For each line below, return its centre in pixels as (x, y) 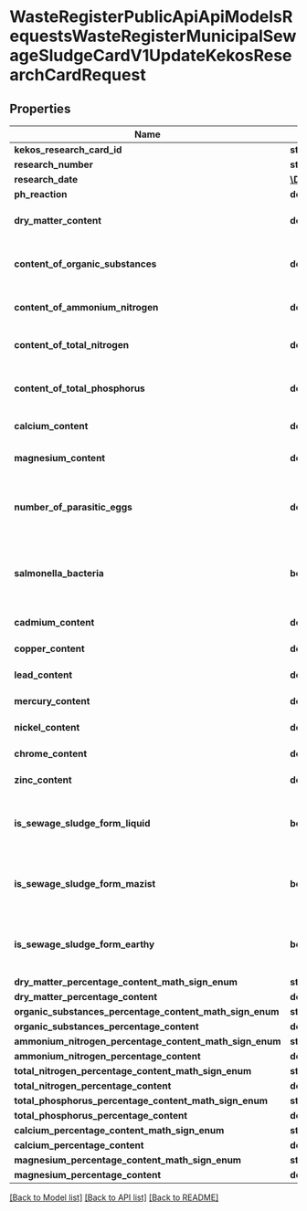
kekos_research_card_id (68, 150)
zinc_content (43, 780)
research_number (53, 164)
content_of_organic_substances (85, 264)
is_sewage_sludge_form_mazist (85, 884)
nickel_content (47, 727)
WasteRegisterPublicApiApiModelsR (151, 17)
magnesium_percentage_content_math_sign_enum (128, 1160)
